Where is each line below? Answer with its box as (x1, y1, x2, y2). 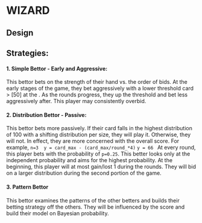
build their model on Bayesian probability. (6, 209, 109, 217)
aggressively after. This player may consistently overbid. (6, 98, 147, 105)
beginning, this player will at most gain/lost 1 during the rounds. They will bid (6, 163, 197, 171)
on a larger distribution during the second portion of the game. (6, 169, 162, 177)
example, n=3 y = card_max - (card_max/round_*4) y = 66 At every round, (6, 144, 196, 151)
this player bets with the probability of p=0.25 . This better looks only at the (6, 150, 191, 157)
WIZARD (6, 4, 50, 17)
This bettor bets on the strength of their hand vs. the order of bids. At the (6, 78, 188, 86)
